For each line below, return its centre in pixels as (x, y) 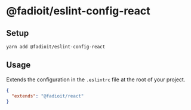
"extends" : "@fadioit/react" (48, 96)
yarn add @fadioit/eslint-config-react (56, 47)
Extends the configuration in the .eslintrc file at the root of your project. (96, 80)
